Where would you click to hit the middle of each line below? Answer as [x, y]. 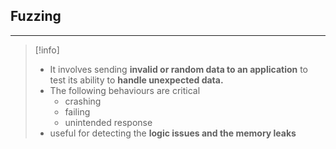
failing [77, 111]
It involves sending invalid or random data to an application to [179, 69]
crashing [83, 101]
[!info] [47, 50]
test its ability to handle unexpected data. [136, 80]
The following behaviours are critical [125, 90]
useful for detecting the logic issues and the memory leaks [173, 133]
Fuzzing [36, 16]
